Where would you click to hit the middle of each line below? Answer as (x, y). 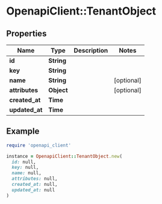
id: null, (24, 162)
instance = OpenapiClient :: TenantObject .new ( (64, 156)
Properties (26, 34)
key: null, (25, 168)
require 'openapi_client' (39, 145)
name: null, (27, 173)
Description (91, 51)
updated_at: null (33, 190)
